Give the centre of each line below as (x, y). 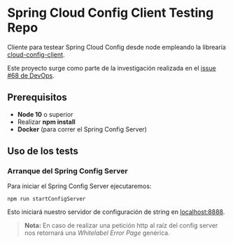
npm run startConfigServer (47, 199)
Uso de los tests (43, 151)
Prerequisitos (37, 98)
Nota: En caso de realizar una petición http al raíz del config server (121, 226)
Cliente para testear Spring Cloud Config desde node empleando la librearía (116, 47)
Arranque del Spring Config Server (68, 171)
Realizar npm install (46, 122)
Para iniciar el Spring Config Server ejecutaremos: (79, 186)
